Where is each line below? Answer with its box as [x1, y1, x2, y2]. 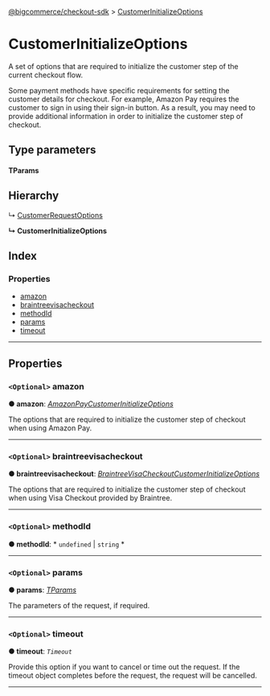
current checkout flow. [8, 70, 83, 80]
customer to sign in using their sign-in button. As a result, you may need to [8, 102, 256, 112]
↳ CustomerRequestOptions [8, 210, 103, 220]
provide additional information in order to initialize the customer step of [8, 111, 243, 121]
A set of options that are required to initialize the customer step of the [8, 61, 239, 71]
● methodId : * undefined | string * [8, 539, 125, 549]
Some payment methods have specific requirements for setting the [8, 85, 230, 95]
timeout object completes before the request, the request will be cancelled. [8, 671, 257, 681]
